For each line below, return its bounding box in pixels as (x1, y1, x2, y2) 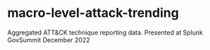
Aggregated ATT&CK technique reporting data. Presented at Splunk (7, 28, 203, 37)
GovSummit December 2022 (7, 35, 90, 44)
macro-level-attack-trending (7, 5, 180, 21)
